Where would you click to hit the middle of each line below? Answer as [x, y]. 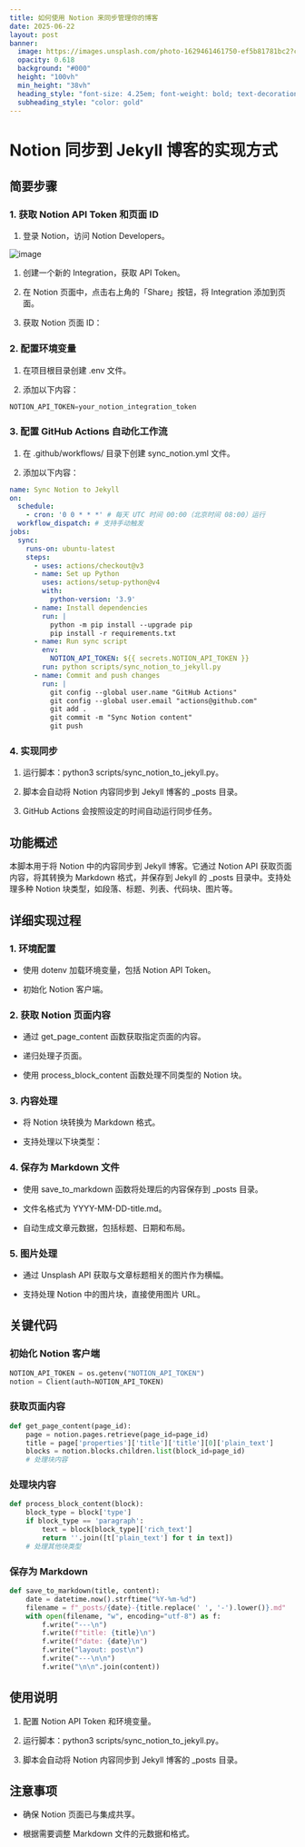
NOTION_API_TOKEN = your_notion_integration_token [103, 407]
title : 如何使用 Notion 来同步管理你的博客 [84, 18]
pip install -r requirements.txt [113, 633]
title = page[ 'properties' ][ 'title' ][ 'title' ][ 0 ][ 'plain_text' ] [150, 1443]
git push [66, 726]
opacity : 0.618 [46, 60]
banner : [24, 43]
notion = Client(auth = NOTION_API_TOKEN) [87, 1382]
